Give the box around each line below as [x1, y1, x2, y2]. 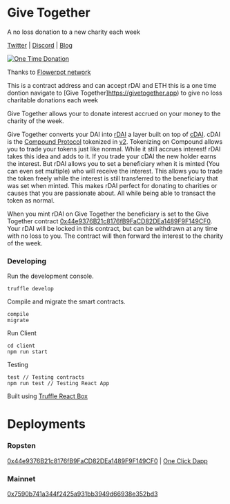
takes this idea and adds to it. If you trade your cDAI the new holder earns [7, 152, 217, 160]
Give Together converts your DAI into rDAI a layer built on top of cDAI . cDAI [7, 130, 221, 138]
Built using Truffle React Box [7, 392, 88, 400]
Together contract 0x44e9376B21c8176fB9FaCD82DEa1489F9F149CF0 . [7, 216, 213, 225]
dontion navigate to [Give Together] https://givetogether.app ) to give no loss [7, 88, 222, 97]
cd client [7, 342, 36, 350]
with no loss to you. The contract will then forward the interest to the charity [7, 232, 224, 240]
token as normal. [7, 196, 55, 205]
